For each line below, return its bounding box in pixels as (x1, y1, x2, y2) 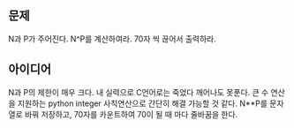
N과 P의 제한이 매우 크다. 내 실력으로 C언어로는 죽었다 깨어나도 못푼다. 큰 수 (8, 87, 269, 97)
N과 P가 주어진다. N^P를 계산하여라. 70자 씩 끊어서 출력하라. (8, 34, 217, 44)
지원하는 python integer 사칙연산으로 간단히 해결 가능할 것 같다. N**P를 (17, 98, 268, 109)
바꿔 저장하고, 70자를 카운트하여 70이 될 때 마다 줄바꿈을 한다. (24, 109, 238, 119)
